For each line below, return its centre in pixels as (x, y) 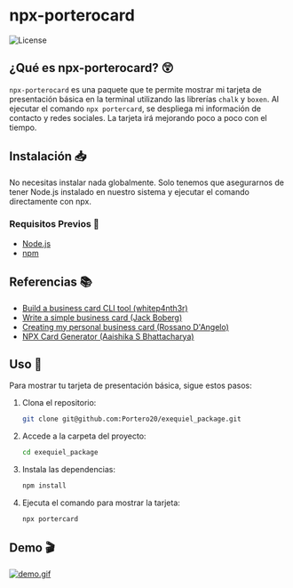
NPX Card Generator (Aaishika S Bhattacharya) (108, 336)
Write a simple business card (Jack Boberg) (102, 318)
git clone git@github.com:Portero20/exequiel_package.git (131, 419)
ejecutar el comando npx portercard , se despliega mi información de (135, 109)
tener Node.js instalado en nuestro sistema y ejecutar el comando (130, 191)
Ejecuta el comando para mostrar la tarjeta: (101, 503)
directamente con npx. (50, 201)
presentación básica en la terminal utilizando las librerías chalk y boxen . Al (144, 99)
